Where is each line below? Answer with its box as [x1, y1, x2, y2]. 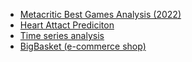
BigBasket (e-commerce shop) [19, 40, 147, 52]
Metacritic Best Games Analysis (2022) [19, 9, 182, 20]
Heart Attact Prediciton [19, 19, 115, 31]
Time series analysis [19, 30, 105, 41]
